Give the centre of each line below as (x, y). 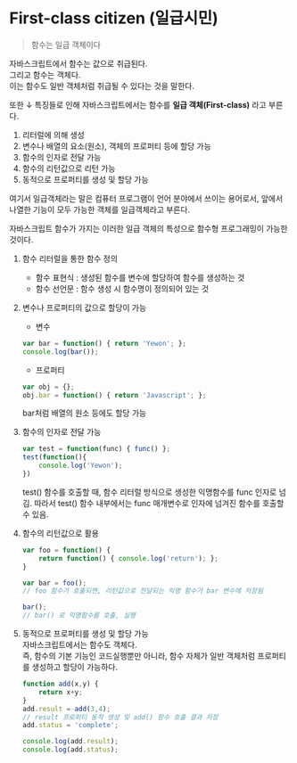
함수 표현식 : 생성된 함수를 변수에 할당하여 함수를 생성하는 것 (140, 277)
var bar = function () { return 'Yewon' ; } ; (104, 343)
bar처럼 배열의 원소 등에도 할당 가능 (84, 413)
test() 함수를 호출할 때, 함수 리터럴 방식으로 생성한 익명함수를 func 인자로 (149, 492)
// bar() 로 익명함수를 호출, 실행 (79, 616)
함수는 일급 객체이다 (66, 45)
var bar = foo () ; (54, 583)
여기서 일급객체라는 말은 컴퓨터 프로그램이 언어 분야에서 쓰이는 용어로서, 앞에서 (146, 198)
